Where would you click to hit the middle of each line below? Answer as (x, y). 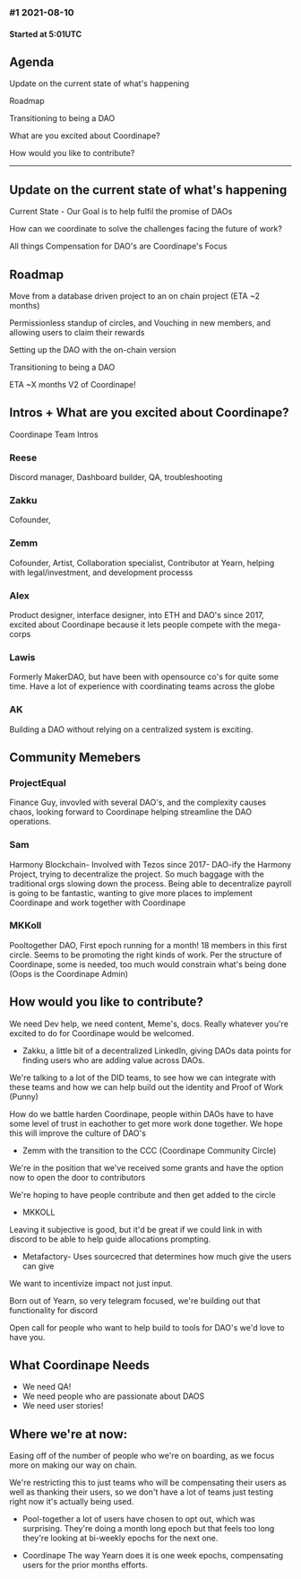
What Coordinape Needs (79, 1365)
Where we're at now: (69, 1434)
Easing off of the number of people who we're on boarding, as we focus (142, 1456)
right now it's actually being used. (72, 1502)
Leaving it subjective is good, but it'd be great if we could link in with (136, 1229)
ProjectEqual (38, 782)
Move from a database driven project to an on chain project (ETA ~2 (135, 296)
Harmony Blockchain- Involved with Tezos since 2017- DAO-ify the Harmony (150, 864)
